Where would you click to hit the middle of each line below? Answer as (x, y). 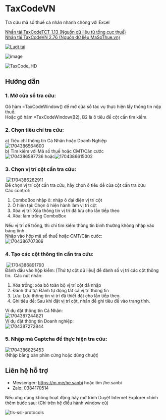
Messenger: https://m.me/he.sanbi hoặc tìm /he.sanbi (67, 382)
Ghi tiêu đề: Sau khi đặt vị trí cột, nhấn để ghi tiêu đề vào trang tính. (81, 301)
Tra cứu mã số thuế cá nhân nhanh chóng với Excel (57, 22)
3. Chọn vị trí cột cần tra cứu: (41, 169)
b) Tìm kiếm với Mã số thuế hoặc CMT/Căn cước (55, 151)
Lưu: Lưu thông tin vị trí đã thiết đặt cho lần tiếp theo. (66, 296)
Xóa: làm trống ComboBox (39, 216)
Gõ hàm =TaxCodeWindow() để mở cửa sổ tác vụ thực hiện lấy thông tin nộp (83, 106)
